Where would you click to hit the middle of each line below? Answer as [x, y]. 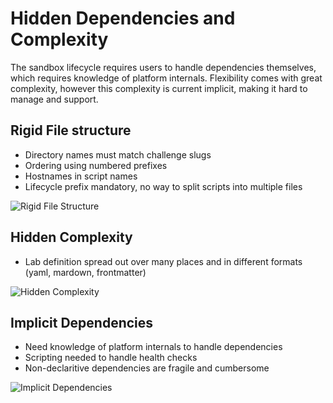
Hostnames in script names [81, 176]
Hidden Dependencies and [123, 18]
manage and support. [54, 99]
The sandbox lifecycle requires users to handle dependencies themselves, [163, 67]
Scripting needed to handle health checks [111, 358]
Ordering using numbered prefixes [96, 165]
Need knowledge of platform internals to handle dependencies [153, 347]
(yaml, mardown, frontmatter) [85, 272]
